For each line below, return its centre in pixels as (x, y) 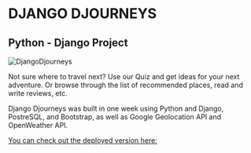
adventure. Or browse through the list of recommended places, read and (126, 85)
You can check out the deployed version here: (83, 140)
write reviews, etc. (38, 93)
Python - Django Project (68, 43)
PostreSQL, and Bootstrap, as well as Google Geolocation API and (115, 117)
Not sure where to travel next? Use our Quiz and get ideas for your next (124, 76)
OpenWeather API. (38, 125)
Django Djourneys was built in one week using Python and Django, (116, 108)
